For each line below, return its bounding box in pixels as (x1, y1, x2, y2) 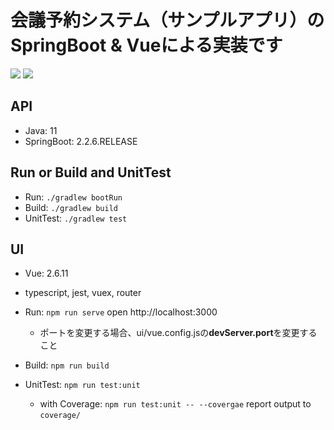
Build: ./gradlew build (24, 201, 118, 213)
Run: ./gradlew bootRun (24, 191, 123, 203)
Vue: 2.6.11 (24, 267, 69, 280)
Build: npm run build (24, 359, 110, 371)
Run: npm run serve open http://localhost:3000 (24, 306, 218, 318)
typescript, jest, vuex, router (24, 287, 142, 299)
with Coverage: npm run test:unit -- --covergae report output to (39, 398, 312, 410)
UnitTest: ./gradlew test (24, 212, 128, 224)
